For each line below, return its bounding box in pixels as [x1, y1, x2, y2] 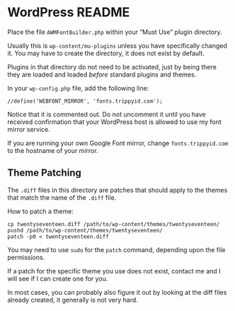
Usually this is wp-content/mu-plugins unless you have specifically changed [7, 41, 228, 50]
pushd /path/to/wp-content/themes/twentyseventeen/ [7, 227, 163, 234]
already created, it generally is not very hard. [7, 295, 138, 304]
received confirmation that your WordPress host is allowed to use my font [7, 118, 222, 126]
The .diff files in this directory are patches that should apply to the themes [7, 186, 228, 194]
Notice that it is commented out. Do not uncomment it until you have [7, 110, 207, 118]
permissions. [7, 253, 45, 261]
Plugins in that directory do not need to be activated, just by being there [7, 62, 217, 71]
